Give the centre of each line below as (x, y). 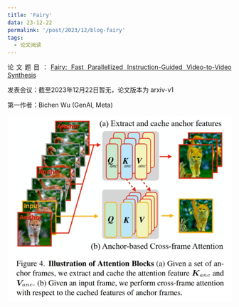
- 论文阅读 (28, 45)
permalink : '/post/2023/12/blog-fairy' (67, 30)
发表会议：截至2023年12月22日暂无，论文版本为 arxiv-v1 (91, 90)
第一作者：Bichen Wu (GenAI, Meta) (60, 105)
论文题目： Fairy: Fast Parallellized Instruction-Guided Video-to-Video (119, 67)
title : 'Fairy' (30, 15)
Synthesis (22, 76)
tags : (15, 38)
